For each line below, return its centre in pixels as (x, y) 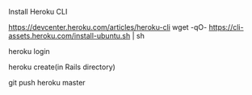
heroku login (29, 51)
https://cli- (226, 27)
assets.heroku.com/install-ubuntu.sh (69, 36)
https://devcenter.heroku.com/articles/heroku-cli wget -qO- (108, 27)
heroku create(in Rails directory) (62, 67)
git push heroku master (47, 83)
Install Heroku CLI (38, 12)
